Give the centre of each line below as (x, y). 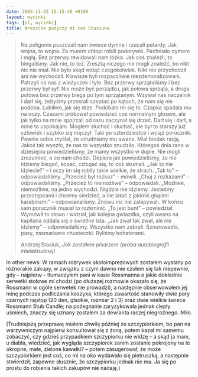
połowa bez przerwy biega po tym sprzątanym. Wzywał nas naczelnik (106, 95)
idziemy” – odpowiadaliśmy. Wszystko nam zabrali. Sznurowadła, (100, 227)
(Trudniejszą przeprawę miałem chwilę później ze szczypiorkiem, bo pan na (98, 324)
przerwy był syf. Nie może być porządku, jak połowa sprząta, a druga (105, 89)
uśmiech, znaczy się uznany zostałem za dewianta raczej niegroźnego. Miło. (99, 313)
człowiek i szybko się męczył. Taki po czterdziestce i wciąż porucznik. (106, 133)
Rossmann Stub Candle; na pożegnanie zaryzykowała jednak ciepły (88, 306)
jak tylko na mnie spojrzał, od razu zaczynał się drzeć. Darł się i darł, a (106, 120)
